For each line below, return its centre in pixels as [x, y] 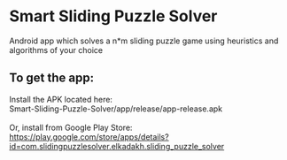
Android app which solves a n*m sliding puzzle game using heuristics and [144, 41]
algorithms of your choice [56, 50]
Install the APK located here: [61, 99]
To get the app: [52, 78]
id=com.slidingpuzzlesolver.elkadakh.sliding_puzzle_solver [117, 146]
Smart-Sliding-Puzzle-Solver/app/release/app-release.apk [116, 109]
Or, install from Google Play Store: [71, 127]
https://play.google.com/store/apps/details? [89, 137]
